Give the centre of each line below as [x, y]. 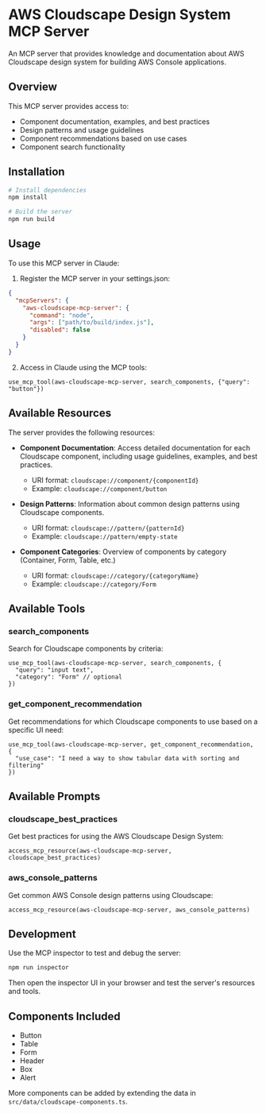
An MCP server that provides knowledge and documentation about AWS [126, 53]
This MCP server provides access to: [69, 106]
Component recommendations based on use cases [103, 138]
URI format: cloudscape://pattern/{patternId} [108, 528]
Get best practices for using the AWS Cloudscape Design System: [116, 837]
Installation [37, 172]
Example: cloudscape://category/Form [94, 584]
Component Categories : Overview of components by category [123, 551]
